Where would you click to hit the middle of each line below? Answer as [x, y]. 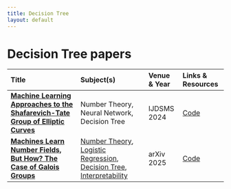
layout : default [30, 20]
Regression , [99, 159]
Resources [200, 85]
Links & [195, 76]
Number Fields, [36, 150]
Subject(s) [98, 80]
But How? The [34, 159]
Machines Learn [38, 142]
